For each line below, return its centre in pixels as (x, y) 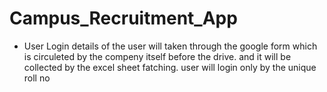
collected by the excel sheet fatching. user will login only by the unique (170, 67)
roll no (37, 78)
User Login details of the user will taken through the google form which (170, 46)
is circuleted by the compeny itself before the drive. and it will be (157, 56)
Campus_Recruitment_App (123, 18)
